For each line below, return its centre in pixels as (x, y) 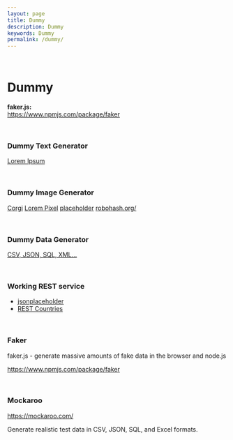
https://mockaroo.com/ (40, 416)
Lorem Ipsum (26, 161)
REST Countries (40, 309)
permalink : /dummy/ (36, 40)
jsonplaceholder (40, 301)
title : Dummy (26, 20)
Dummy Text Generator (48, 146)
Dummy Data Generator (48, 239)
